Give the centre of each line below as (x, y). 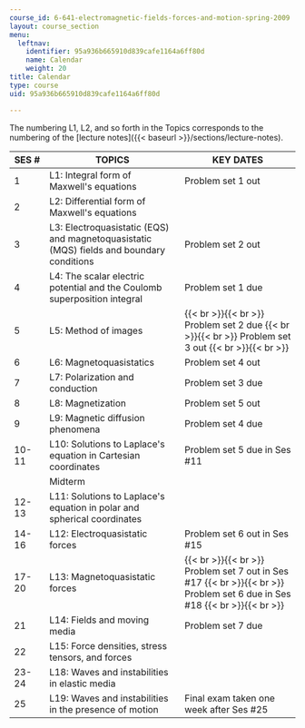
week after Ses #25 (226, 709)
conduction (74, 389)
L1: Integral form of (90, 175)
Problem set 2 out (222, 244)
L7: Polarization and (92, 377)
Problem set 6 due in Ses (238, 594)
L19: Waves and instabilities (109, 698)
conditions (72, 261)
